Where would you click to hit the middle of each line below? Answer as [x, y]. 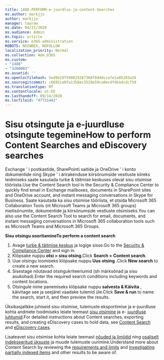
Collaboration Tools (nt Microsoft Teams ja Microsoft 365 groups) [71, 206]
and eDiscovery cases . [28, 327]
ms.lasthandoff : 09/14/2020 [34, 96]
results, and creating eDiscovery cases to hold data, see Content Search [78, 322]
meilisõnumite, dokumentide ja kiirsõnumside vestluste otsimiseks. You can [80, 211]
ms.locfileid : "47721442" [31, 101]
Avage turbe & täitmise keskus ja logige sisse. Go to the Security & [78, 245]
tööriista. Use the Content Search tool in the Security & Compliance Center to [82, 185]
